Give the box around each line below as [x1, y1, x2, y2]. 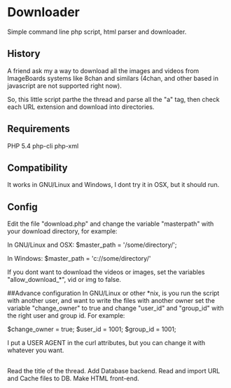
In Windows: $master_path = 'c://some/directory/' [7, 254, 151, 263]
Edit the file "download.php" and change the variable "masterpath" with [7, 219, 214, 228]
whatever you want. [7, 346, 64, 355]
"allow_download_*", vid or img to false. [7, 276, 121, 284]
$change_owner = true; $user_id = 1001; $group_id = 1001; [7, 325, 176, 334]
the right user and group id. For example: [7, 311, 125, 320]
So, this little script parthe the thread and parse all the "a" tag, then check [7, 95, 220, 103]
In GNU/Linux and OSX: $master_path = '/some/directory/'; [7, 240, 177, 250]
